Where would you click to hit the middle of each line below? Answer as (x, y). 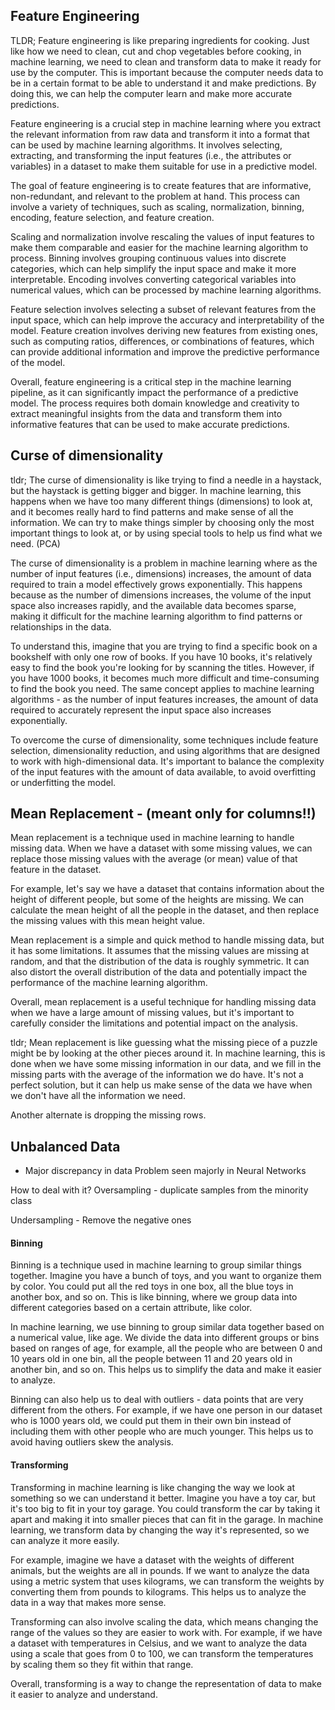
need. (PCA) (35, 543)
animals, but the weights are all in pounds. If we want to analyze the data (160, 1570)
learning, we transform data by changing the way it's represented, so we (160, 1530)
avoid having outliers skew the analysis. (92, 1442)
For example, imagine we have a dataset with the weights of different (152, 1560)
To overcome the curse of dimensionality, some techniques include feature (164, 740)
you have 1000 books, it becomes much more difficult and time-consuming (165, 678)
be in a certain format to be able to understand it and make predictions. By (163, 83)
